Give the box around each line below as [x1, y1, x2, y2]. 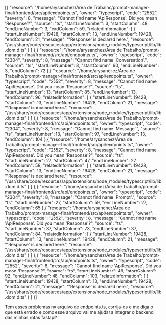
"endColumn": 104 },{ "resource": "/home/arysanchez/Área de [5, 136, 132, 142]
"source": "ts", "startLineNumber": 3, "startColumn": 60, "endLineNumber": [5, 62, 159, 68]
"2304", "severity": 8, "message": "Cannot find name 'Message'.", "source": [5, 126, 160, 131]
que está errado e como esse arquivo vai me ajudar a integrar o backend [5, 309, 154, 315]
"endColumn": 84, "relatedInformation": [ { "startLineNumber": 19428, [5, 231, 148, 237]
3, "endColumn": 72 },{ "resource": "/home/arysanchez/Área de [5, 68, 135, 74]
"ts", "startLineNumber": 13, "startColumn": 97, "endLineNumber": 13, [5, 131, 146, 137]
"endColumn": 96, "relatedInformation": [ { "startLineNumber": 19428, [5, 94, 148, 100]
